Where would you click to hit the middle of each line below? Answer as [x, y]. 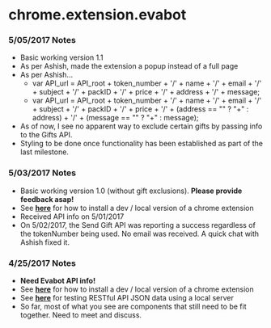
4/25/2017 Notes [42, 263]
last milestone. [44, 152]
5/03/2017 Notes [42, 173]
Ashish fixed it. [45, 242]
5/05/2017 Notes [42, 40]
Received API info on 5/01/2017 [72, 217]
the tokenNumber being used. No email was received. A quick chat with [140, 233]
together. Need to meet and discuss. [81, 315]
